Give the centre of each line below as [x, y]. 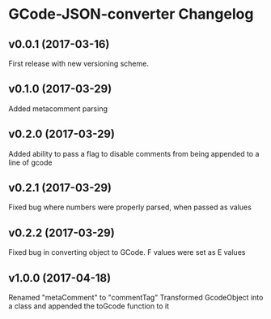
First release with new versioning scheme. [79, 63]
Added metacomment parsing [58, 108]
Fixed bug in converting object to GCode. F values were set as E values [127, 252]
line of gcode [30, 162]
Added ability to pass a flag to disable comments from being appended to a [134, 153]
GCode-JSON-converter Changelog [131, 14]
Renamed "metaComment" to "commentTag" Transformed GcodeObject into [136, 298]
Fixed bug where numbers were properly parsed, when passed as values [130, 207]
